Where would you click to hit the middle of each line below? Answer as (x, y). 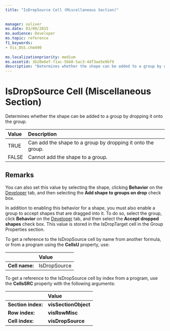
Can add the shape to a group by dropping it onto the (91, 143)
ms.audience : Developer (30, 33)
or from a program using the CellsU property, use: (57, 244)
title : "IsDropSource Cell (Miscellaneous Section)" (62, 10)
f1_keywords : (19, 43)
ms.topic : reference (27, 38)
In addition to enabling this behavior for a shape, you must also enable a (80, 208)
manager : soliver (24, 24)
